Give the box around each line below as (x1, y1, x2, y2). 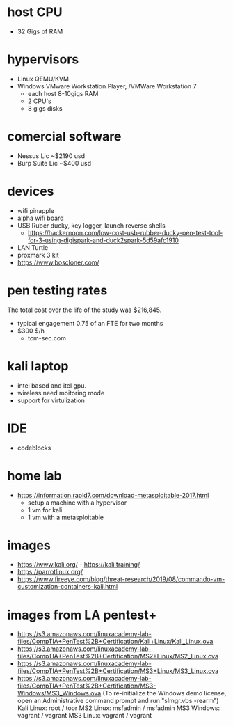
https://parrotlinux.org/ (17, 568, 83, 576)
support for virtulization (17, 396, 86, 404)
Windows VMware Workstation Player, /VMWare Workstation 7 (17, 81, 197, 90)
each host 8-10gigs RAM (27, 89, 99, 97)
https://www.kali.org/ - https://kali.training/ (17, 560, 140, 569)
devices (7, 184, 54, 199)
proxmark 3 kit (17, 251, 59, 259)
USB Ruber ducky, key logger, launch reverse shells (17, 221, 166, 230)
